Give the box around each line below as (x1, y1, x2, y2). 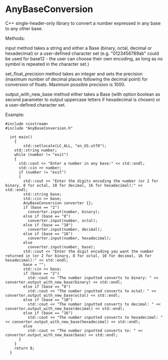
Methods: (5, 35, 25, 41)
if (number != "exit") (18, 169, 66, 174)
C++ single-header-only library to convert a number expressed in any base (5, 20, 161, 26)
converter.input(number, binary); (27, 209, 100, 214)
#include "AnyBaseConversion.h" (5, 126, 73, 131)
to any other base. (5, 25, 43, 31)
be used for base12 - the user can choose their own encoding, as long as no (5, 55, 163, 61)
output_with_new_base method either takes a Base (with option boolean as (5, 91, 160, 97)
